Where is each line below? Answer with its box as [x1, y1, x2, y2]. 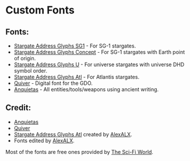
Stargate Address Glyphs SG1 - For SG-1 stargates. [13, 42, 136, 49]
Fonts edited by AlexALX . [13, 137, 75, 144]
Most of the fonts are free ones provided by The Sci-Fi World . [5, 148, 154, 155]
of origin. [13, 55, 36, 61]
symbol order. [13, 67, 48, 74]
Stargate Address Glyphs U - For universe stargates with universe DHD [13, 61, 185, 68]
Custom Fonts [5, 4, 75, 17]
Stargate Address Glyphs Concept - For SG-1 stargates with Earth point [13, 49, 185, 56]
